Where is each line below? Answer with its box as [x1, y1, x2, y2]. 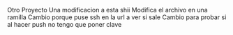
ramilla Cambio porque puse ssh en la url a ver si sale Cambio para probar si [7, 13, 227, 21]
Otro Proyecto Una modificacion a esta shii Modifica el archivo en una [7, 6, 208, 14]
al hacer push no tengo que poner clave [7, 21, 122, 28]
